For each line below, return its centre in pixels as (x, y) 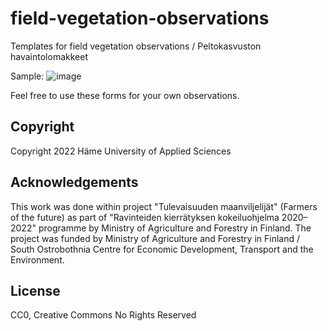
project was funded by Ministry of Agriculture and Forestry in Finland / (155, 238)
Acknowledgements (74, 182)
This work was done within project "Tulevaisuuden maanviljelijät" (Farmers (164, 206)
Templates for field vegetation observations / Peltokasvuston (136, 46)
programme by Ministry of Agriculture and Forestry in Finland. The (175, 228)
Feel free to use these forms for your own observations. (125, 95)
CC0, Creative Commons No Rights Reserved (103, 315)
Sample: (27, 76)
